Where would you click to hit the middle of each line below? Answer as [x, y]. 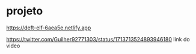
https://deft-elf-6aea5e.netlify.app [49, 28]
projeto [25, 11]
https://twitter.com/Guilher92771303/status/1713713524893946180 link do [98, 39]
